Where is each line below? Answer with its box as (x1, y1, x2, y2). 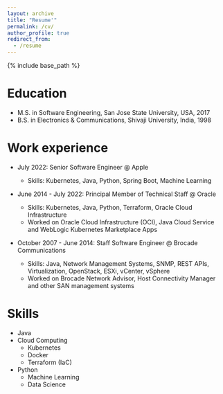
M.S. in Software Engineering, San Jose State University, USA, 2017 (17, 108, 211, 116)
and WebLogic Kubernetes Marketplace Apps (27, 225, 158, 233)
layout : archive (7, 10, 54, 17)
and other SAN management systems (27, 281, 135, 289)
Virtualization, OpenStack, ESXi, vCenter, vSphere (27, 267, 170, 275)
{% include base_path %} (7, 62, 80, 69)
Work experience (7, 140, 109, 156)
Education (7, 86, 67, 101)
